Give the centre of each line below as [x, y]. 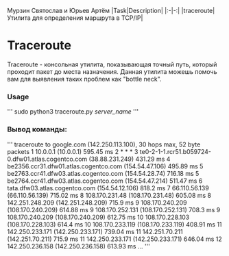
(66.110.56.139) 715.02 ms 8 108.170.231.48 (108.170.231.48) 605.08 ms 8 [109, 195]
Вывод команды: [37, 129]
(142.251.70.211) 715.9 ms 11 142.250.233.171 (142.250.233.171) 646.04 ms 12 [114, 239]
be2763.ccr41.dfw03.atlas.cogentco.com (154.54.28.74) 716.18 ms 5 [103, 173]
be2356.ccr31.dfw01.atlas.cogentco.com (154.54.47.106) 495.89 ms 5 [105, 166]
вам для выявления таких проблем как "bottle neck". [85, 79]
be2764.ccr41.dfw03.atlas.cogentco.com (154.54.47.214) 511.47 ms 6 [105, 181]
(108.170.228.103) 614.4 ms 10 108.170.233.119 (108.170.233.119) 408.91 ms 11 [114, 224]
